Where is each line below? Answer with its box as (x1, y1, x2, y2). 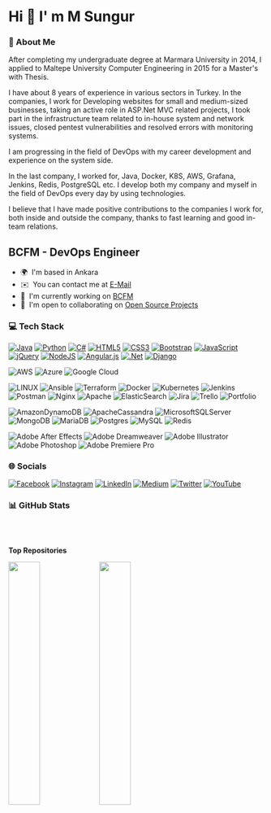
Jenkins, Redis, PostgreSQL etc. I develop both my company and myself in (8, 180, 257, 190)
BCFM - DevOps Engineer (8, 245, 140, 259)
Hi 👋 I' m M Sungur (8, 7, 135, 26)
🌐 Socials (8, 460, 47, 471)
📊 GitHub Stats (8, 500, 71, 511)
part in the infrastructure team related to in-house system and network (8, 114, 245, 124)
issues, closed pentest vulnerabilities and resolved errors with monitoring (8, 122, 254, 133)
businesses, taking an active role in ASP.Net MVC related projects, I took (8, 105, 251, 115)
